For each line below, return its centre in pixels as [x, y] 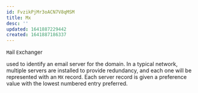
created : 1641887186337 [37, 35]
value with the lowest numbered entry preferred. [67, 84]
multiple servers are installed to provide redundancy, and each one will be [99, 70]
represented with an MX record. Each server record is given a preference [97, 77]
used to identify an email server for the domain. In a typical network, [92, 64]
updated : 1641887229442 [37, 29]
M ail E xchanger [24, 52]
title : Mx [19, 18]
